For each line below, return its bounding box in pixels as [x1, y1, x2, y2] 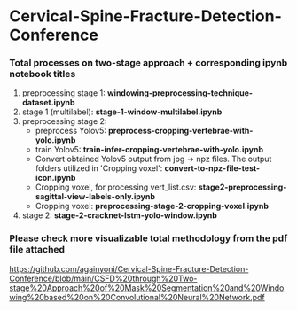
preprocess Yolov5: [35, 126, 106, 136]
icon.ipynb [35, 173, 76, 183]
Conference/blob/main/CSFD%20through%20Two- [9, 273, 198, 284]
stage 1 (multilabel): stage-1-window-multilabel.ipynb [21, 106, 223, 117]
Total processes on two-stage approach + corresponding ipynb [9, 57, 288, 69]
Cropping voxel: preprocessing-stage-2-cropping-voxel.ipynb [35, 201, 269, 212]
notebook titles [9, 68, 76, 81]
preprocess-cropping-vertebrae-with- [107, 126, 254, 136]
